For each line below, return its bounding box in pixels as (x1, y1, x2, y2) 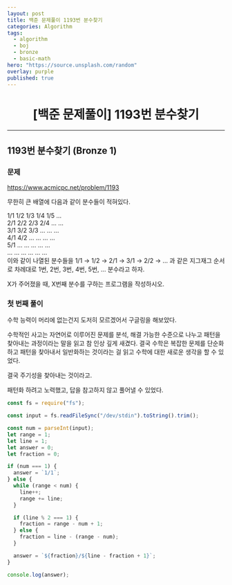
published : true (7, 74, 54, 82)
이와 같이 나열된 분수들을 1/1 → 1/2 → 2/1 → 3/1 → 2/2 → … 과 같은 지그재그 (7, 257, 213, 264)
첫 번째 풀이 (7, 298, 43, 308)
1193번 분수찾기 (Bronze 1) (7, 145, 117, 156)
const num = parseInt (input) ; (7, 425, 95, 432)
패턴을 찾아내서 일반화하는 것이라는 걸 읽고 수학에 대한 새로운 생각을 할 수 (19, 348, 217, 357)
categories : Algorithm (7, 23, 72, 30)
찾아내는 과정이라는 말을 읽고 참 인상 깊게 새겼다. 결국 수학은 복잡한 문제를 (7, 339, 206, 348)
